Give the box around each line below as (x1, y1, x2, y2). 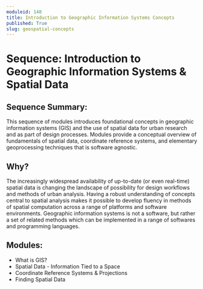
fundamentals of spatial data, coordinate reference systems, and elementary (6, 137, 198, 144)
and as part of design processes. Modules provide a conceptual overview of (6, 131, 197, 138)
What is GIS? (15, 256, 47, 263)
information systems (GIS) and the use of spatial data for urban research (6, 124, 188, 132)
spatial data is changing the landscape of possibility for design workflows (6, 184, 190, 191)
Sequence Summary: (6, 101, 88, 112)
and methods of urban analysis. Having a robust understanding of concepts (6, 191, 196, 198)
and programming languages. (6, 223, 80, 230)
